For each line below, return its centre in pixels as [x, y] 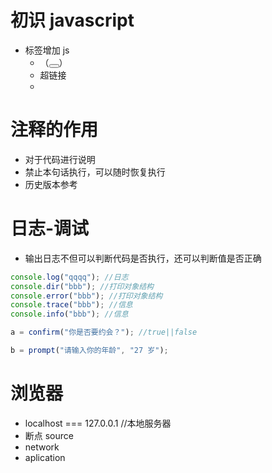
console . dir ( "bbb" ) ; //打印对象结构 [82, 286]
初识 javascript [72, 20]
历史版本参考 [51, 184]
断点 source [49, 435]
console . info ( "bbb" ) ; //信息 [69, 314]
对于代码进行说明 [60, 159]
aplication [45, 457]
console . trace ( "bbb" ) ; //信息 [71, 305]
